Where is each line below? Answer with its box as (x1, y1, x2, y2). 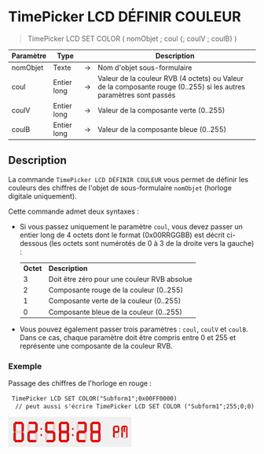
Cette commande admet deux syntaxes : (8, 207, 140, 216)
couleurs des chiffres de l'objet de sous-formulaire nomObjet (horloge (8, 183, 232, 192)
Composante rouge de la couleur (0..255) (48, 285, 184, 295)
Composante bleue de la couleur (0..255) (48, 307, 183, 317)
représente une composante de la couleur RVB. (19, 342, 173, 350)
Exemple (8, 361, 42, 372)
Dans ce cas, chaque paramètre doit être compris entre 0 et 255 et (19, 333, 236, 342)
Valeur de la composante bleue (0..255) (97, 124, 226, 134)
